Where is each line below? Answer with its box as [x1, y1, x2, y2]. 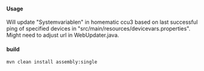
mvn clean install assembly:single [6, 59, 98, 65]
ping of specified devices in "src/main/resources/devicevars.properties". [6, 25, 190, 32]
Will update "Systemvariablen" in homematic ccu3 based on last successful [6, 18, 198, 26]
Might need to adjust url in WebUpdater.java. [6, 31, 120, 39]
